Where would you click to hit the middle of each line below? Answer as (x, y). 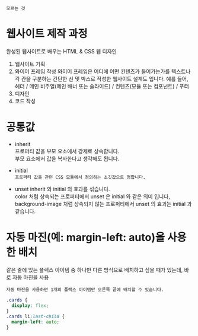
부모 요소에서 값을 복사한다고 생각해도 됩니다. (67, 159)
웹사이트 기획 (30, 64)
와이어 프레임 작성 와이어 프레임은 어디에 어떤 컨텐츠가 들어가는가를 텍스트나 (103, 71)
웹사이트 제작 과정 (47, 34)
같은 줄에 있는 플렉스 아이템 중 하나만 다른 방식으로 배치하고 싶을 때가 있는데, (95, 270)
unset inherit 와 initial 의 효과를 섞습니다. (62, 189)
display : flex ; (30, 305)
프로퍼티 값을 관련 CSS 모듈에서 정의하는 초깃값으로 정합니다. (80, 177)
